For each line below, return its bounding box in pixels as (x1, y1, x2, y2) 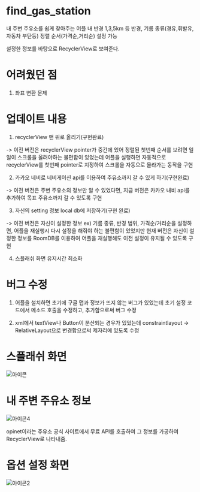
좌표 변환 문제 (14, 89, 47, 96)
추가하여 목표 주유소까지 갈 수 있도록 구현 (6, 194, 102, 201)
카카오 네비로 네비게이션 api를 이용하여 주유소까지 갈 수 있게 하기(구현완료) (14, 174, 190, 181)
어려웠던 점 (6, 68, 57, 82)
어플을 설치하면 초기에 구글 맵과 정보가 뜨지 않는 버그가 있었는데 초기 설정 (14, 298, 186, 306)
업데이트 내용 (6, 113, 67, 126)
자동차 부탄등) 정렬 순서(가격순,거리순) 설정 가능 (6, 32, 118, 40)
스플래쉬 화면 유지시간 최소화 (14, 255, 83, 262)
